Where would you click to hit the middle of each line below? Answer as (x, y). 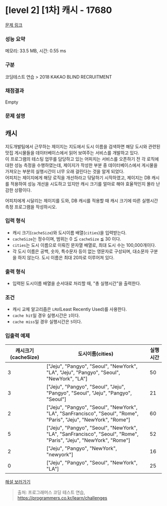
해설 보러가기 (18, 482)
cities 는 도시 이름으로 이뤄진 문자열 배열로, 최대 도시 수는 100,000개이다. (84, 245)
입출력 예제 (18, 336)
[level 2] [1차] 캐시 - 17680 (59, 10)
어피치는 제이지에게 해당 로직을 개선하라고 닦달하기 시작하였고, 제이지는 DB (78, 178)
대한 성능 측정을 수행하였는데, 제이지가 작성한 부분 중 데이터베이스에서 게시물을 (82, 165)
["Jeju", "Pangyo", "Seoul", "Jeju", (86, 387)
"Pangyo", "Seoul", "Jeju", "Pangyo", (89, 393)
